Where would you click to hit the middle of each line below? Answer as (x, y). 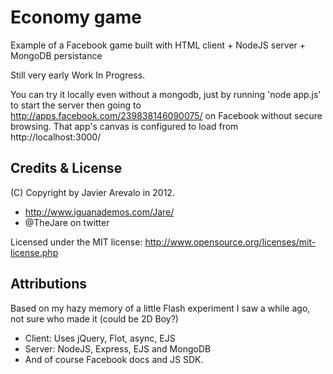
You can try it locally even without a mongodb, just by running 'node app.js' (166, 94)
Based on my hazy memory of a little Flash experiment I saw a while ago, (160, 308)
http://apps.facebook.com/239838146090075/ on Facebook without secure (166, 115)
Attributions (49, 284)
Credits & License (66, 168)
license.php (34, 252)
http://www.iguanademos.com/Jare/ (99, 212)
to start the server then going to (76, 105)
